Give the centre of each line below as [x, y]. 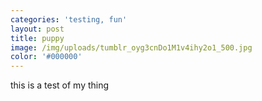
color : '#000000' [46, 57]
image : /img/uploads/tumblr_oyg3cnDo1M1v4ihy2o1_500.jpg [131, 47]
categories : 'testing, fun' [69, 19]
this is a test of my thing [60, 85]
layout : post [37, 29]
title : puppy [37, 38]
